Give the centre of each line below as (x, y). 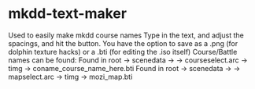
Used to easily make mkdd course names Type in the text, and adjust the (126, 35)
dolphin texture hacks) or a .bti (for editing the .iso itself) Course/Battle (123, 52)
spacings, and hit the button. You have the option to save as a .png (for (123, 43)
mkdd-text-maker (68, 14)
